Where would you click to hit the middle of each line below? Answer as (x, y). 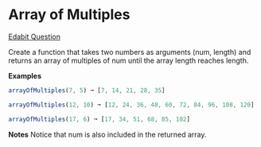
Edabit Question (35, 37)
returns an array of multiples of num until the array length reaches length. (129, 60)
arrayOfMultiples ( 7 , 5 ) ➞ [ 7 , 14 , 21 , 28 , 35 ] (87, 90)
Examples (25, 75)
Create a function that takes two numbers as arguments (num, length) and (130, 52)
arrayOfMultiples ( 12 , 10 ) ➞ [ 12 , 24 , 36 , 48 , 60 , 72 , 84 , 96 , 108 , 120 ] (131, 105)
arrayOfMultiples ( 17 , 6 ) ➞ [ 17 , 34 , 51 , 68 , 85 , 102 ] (99, 119)
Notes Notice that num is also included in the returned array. (107, 134)
